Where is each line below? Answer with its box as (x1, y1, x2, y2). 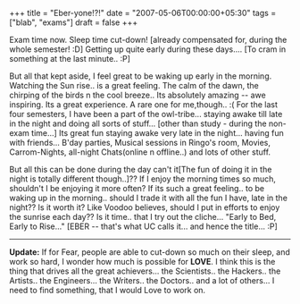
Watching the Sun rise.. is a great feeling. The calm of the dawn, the (9, 80, 259, 90)
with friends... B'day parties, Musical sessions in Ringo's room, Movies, (9, 138, 271, 148)
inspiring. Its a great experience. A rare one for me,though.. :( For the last (9, 99, 279, 110)
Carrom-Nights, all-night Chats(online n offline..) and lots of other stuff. (9, 147, 271, 157)
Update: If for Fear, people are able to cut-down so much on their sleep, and (9, 247, 290, 258)
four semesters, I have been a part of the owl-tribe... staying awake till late (9, 109, 283, 119)
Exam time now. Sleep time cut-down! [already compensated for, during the (9, 35, 287, 45)
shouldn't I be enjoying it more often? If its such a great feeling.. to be (9, 183, 265, 193)
